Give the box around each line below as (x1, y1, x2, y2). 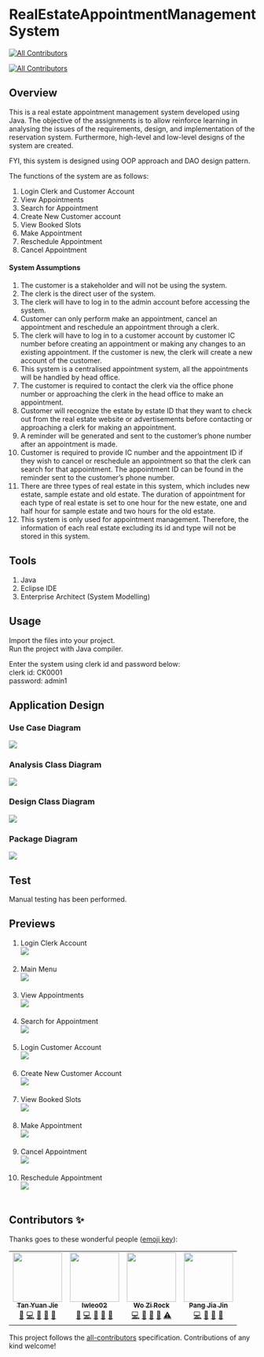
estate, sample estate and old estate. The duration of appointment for (20, 490, 246, 499)
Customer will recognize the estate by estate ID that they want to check (20, 405, 252, 415)
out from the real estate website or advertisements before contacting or (20, 414, 253, 423)
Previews (9, 917, 56, 930)
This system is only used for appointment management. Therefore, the (20, 514, 249, 524)
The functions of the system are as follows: (9, 171, 149, 180)
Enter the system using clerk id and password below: (9, 659, 181, 668)
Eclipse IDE (20, 583, 57, 593)
